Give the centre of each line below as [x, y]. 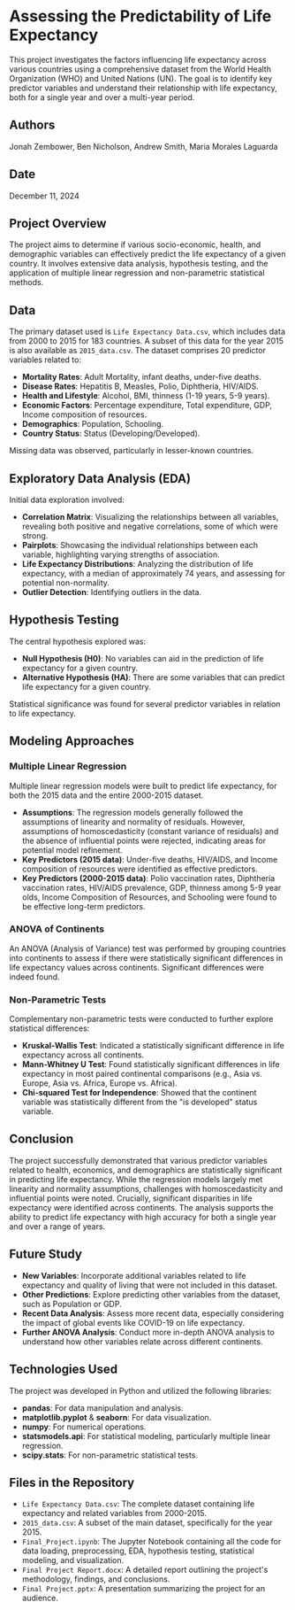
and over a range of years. [57, 1226]
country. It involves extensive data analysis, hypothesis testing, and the [139, 264]
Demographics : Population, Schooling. [93, 424]
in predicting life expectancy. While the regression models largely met [136, 1179]
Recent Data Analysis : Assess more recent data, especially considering [153, 1313]
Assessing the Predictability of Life [140, 16]
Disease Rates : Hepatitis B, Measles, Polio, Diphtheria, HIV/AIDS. [140, 386]
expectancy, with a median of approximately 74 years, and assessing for [153, 573]
